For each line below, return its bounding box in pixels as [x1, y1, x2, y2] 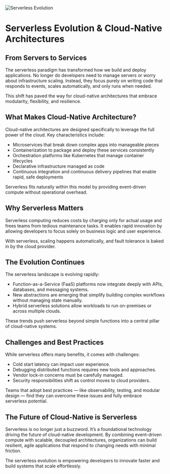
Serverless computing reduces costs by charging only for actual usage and [5, 217, 162, 223]
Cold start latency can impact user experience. [12, 361, 110, 368]
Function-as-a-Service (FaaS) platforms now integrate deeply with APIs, [12, 281, 163, 287]
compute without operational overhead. [5, 189, 88, 195]
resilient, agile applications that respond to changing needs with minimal [5, 443, 156, 449]
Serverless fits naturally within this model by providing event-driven [5, 184, 146, 190]
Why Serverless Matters [5, 204, 84, 212]
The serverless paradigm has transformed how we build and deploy [5, 67, 147, 73]
